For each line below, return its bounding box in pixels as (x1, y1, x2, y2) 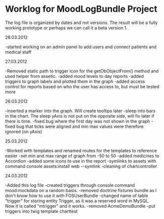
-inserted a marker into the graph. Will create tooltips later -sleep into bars (5, 108, 156, 114)
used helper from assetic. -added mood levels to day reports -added (5, 73, 144, 79)
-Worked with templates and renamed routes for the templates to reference (5, 147, 157, 153)
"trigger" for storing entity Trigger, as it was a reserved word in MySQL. (5, 197, 150, 204)
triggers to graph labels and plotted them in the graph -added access (5, 78, 145, 84)
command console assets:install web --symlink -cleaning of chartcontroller (5, 163, 157, 169)
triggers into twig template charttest (5, 208, 78, 214)
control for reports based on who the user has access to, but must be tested (5, 83, 160, 89)
